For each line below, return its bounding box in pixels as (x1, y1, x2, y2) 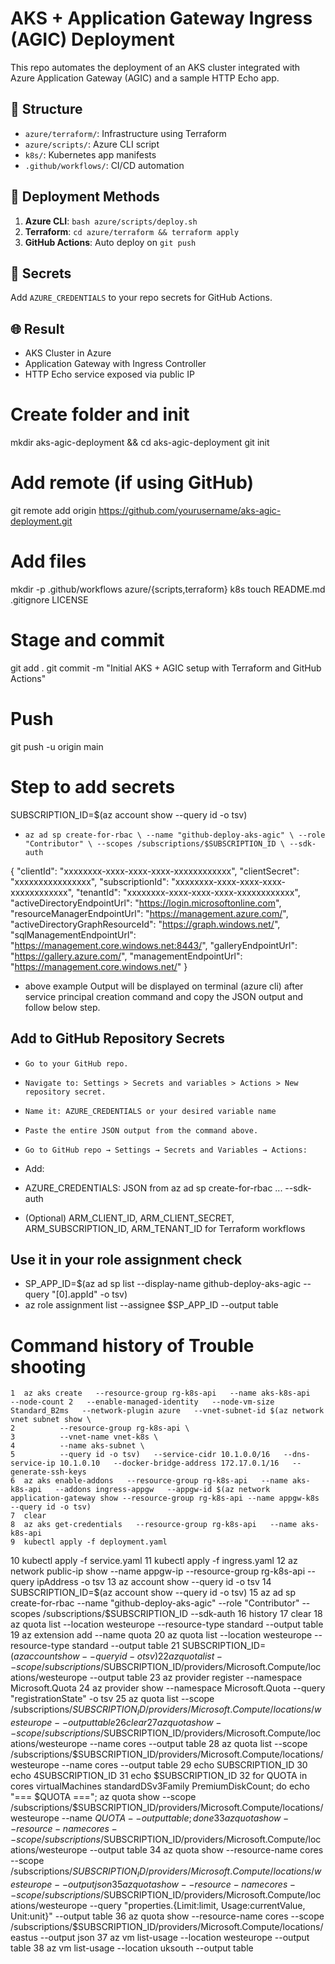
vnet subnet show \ (10, 1415, 92, 1425)
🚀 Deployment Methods (10, 188, 160, 206)
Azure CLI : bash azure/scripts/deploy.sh (24, 215, 198, 227)
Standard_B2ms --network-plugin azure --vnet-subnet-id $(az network (10, 1406, 325, 1416)
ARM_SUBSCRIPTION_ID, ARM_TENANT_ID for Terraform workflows (24, 1222, 306, 1234)
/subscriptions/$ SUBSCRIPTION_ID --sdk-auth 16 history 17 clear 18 (42, 1608, 323, 1620)
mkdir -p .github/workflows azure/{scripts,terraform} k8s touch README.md (10, 583, 326, 595)
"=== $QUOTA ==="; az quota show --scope (10, 1791, 197, 1803)
